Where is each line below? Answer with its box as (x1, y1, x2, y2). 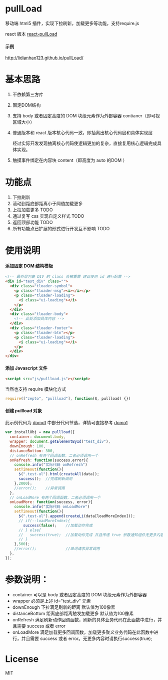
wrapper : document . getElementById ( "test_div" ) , (9, 439, 111, 444)
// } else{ (18, 528, 41, 533)
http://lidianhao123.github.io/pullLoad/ (5, 55, 83, 61)
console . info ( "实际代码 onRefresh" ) (14, 462, 87, 467)
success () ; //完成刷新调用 (18, 476, 72, 481)
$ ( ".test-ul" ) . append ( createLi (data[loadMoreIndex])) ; (18, 514, 135, 519)
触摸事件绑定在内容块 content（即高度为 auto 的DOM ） (12, 157, 127, 163)
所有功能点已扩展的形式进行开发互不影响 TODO (12, 226, 110, 232)
